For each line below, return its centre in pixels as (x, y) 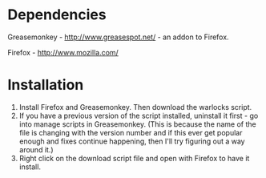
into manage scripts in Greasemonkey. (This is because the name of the (138, 124)
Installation (46, 85)
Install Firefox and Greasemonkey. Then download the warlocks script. (135, 107)
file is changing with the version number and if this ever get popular (131, 132)
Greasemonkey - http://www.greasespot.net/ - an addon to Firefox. (118, 37)
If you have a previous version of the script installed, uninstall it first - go (139, 115)
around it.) (36, 149)
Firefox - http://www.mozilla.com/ (63, 52)
